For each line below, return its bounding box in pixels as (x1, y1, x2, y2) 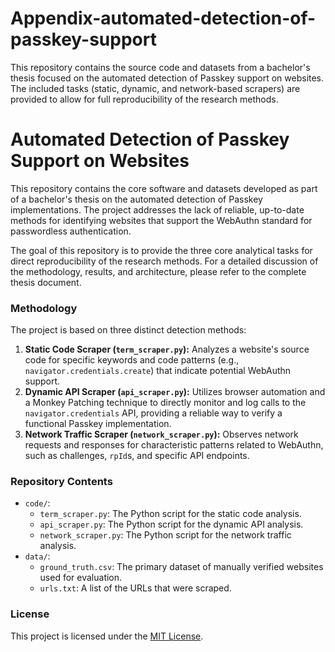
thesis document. (10, 276, 82, 288)
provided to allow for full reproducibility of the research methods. (10, 93, 279, 105)
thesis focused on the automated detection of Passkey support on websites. (10, 72, 325, 84)
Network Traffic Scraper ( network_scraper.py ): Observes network (24, 428, 299, 441)
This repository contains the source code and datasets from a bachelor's (10, 61, 311, 73)
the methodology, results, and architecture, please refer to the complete (10, 265, 307, 277)
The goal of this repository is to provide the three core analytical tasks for (10, 244, 313, 256)
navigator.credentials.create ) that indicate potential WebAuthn (24, 365, 292, 377)
